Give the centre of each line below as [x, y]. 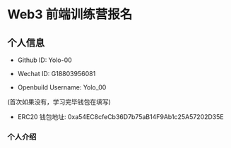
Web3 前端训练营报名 [70, 14]
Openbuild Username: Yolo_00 [62, 87]
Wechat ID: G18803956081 [57, 74]
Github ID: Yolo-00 [45, 60]
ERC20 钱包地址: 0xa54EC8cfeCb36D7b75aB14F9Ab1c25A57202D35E [120, 117]
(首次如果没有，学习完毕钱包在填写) [59, 102]
